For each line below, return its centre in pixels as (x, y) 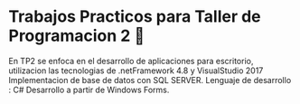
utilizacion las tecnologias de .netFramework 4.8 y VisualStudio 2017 (136, 71)
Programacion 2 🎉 (77, 36)
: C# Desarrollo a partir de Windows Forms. (89, 90)
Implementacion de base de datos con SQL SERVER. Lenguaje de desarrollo (150, 80)
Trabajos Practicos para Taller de (135, 17)
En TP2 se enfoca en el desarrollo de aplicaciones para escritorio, (131, 61)
